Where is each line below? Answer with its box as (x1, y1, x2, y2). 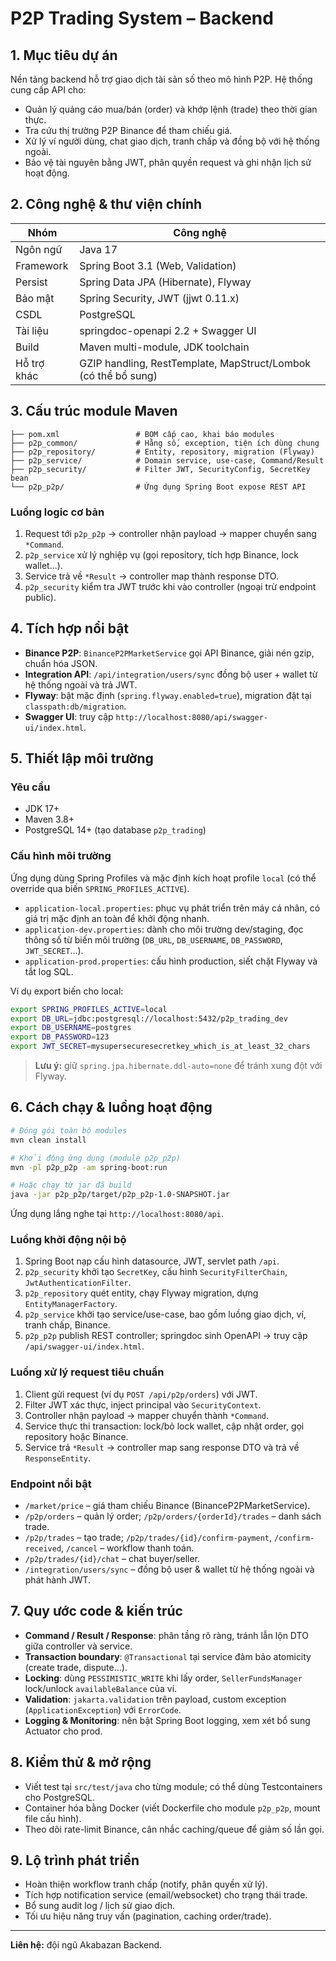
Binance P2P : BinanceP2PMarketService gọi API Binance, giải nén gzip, (24, 647, 315, 659)
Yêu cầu (10, 780, 51, 794)
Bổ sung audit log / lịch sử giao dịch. (24, 1900, 176, 1912)
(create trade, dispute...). (24, 1661, 128, 1673)
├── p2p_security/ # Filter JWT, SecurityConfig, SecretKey (10, 464, 311, 474)
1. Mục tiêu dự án (10, 47, 118, 64)
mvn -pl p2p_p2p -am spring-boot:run (10, 1162, 168, 1172)
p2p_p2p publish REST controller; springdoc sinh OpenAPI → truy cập (24, 1330, 308, 1342)
